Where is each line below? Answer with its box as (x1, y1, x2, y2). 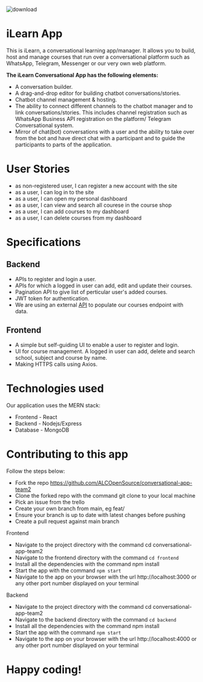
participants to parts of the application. (14, 141, 112, 148)
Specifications (6, 236, 81, 249)
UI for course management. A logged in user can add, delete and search (14, 348, 195, 355)
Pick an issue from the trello (14, 498, 85, 505)
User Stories (6, 162, 70, 176)
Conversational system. (14, 122, 74, 129)
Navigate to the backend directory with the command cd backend (14, 615, 176, 623)
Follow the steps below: (6, 467, 65, 475)
